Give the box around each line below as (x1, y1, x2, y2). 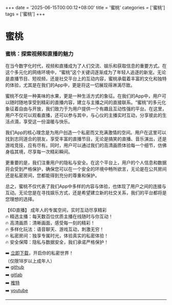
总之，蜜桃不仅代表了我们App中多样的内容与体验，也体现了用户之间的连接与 (5, 184, 166, 190)
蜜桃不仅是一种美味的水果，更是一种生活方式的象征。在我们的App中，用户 (5, 93, 162, 99)
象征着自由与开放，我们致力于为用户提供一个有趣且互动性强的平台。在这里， (5, 106, 167, 112)
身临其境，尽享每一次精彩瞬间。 (5, 149, 73, 155)
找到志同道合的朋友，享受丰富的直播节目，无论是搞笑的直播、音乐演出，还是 (5, 136, 167, 142)
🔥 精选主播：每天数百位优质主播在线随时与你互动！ (5, 213, 114, 219)
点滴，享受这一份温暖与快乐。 (9, 118, 73, 125)
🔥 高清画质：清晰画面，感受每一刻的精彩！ (5, 220, 96, 226)
